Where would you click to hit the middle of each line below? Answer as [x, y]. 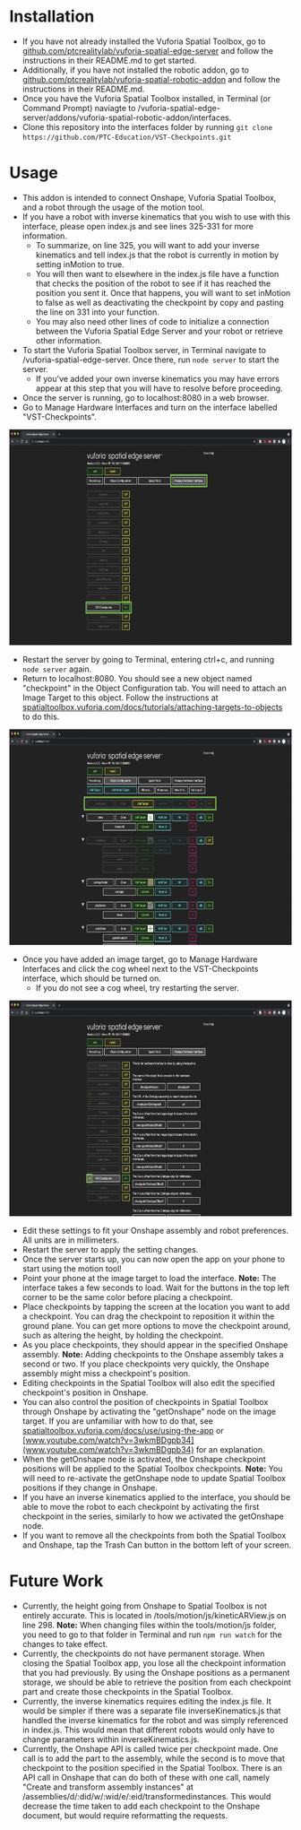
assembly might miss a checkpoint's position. [106, 1373]
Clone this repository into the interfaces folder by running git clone [147, 126]
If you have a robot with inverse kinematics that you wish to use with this [156, 216]
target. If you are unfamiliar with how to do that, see [117, 1421]
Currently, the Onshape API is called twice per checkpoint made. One [150, 1748]
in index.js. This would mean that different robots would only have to [148, 1730]
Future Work [56, 1581]
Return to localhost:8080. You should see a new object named [137, 678]
